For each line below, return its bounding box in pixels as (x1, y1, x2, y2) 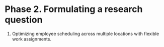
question (5, 14, 43, 25)
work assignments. (12, 36, 51, 42)
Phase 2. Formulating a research (5, 3, 143, 15)
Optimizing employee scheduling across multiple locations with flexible (12, 30, 159, 36)
